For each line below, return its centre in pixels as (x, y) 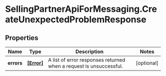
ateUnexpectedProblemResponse (76, 19)
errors (15, 63)
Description (89, 52)
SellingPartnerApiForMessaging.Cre (81, 9)
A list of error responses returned (86, 60)
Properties (22, 38)
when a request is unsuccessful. (85, 66)
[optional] (147, 63)
